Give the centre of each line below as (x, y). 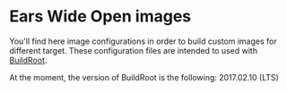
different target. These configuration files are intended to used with (134, 50)
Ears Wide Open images (100, 17)
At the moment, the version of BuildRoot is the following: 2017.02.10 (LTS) (144, 77)
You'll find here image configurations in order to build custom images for (143, 41)
